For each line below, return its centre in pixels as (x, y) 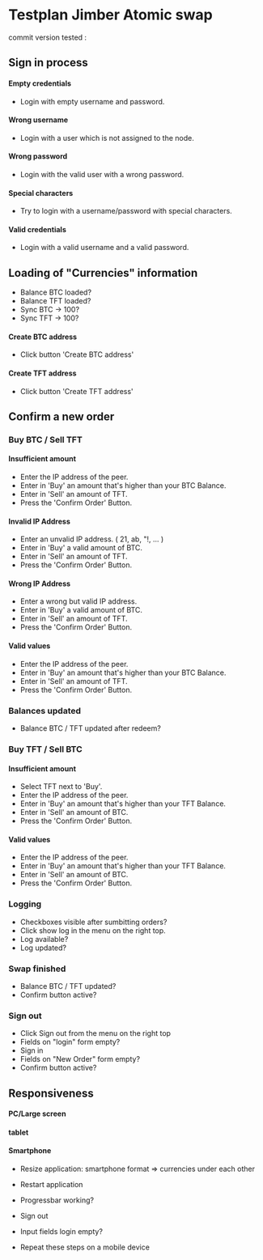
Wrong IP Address (40, 583)
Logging (25, 904)
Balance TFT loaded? (55, 301)
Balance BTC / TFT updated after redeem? (91, 728)
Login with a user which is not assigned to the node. (107, 138)
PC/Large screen (37, 1114)
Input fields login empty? (62, 1231)
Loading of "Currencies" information (103, 273)
